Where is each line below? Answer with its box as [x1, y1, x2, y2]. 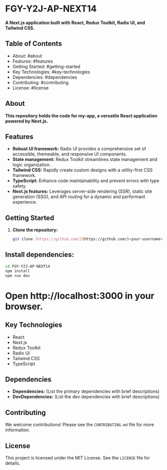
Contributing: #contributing [12, 79, 69, 85]
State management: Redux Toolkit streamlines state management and [12, 156, 157, 163]
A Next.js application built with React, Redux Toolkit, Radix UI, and [5, 20, 145, 26]
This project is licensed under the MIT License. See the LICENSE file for [5, 454, 150, 460]
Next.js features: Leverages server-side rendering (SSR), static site [12, 189, 152, 195]
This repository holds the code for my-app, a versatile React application [5, 112, 157, 118]
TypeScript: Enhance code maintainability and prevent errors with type [12, 178, 159, 184]
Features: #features [12, 58, 53, 64]
